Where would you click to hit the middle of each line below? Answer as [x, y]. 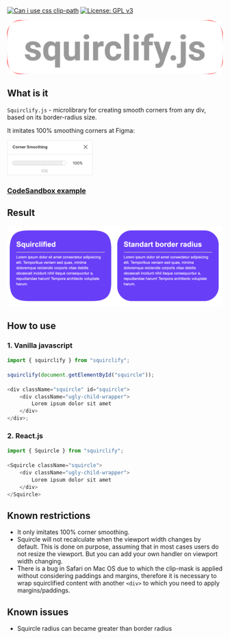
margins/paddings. [43, 590]
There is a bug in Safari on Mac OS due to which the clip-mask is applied [120, 568]
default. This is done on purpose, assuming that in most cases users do [118, 547]
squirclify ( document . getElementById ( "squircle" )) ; [81, 375]
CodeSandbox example [47, 191]
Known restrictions [49, 515]
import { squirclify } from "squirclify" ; [68, 361]
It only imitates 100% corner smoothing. [73, 532]
